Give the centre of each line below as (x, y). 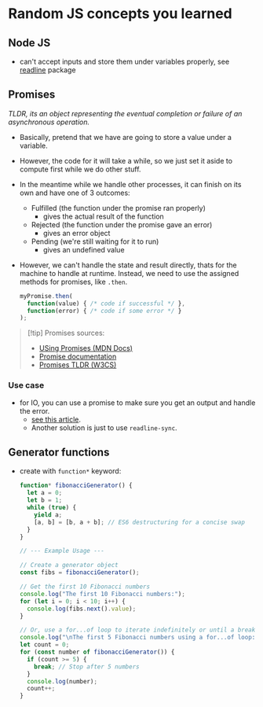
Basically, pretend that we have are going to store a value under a (125, 137)
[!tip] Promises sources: (66, 333)
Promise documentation (78, 357)
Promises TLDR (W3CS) (78, 365)
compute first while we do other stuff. (80, 169)
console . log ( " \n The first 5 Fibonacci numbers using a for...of (127, 638)
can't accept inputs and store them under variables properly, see (124, 61)
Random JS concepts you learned (121, 14)
